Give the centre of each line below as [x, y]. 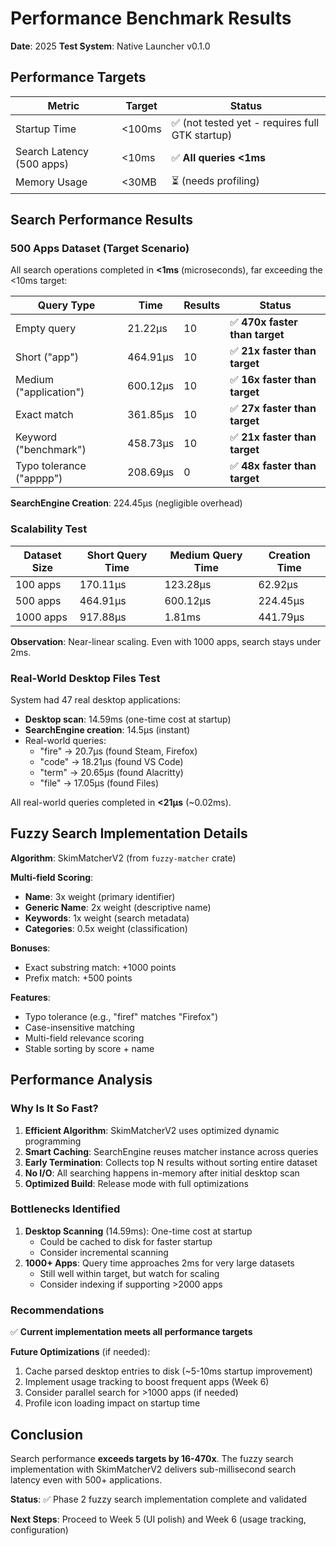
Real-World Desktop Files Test [85, 678]
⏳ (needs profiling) [215, 180]
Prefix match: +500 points [78, 978]
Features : [30, 997]
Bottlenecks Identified [65, 1209]
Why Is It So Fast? [54, 1109]
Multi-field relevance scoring [84, 1038]
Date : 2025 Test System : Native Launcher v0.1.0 [110, 46]
